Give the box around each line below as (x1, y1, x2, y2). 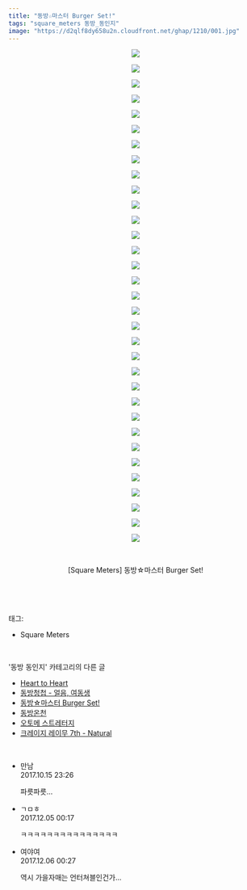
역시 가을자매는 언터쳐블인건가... (19, 873, 123, 883)
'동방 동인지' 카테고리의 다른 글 (8, 662, 106, 672)
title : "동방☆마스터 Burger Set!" (8, 11, 116, 20)
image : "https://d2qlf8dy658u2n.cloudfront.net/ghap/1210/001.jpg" (8, 27, 241, 35)
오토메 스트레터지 (19, 718, 75, 728)
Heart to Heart (19, 678, 69, 688)
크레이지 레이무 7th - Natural (19, 728, 112, 738)
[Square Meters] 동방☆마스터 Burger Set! (67, 565, 204, 575)
